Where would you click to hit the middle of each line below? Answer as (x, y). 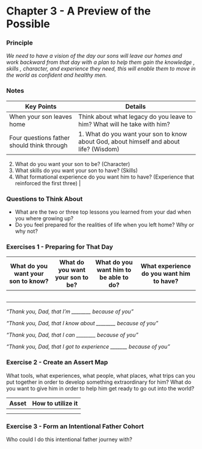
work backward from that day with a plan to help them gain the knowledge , (101, 62)
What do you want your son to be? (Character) (72, 164)
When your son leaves (41, 116)
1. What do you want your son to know (133, 134)
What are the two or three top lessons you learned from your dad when (103, 212)
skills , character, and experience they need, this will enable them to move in (101, 69)
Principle (20, 43)
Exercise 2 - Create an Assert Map (57, 362)
